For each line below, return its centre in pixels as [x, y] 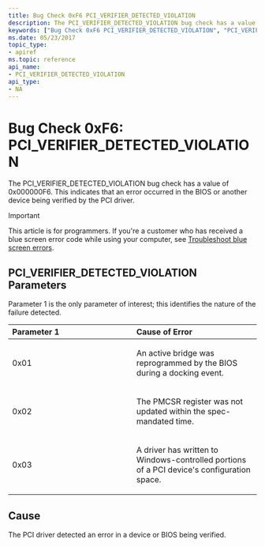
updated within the [171, 412]
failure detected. [35, 312]
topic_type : [28, 45]
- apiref [22, 52]
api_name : [24, 67]
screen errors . [31, 248]
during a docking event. [180, 373]
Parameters [37, 285]
